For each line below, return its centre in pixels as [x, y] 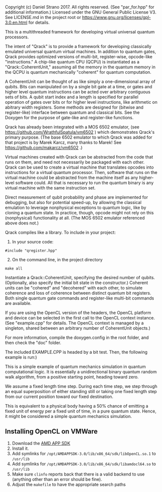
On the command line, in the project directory [57, 260]
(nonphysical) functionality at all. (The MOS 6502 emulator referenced [75, 218]
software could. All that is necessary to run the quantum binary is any [84, 183]
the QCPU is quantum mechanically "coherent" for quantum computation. [78, 72]
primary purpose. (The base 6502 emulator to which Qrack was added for [79, 137]
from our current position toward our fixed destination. [59, 397]
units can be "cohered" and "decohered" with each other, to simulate [74, 288]
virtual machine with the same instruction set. [50, 188]
